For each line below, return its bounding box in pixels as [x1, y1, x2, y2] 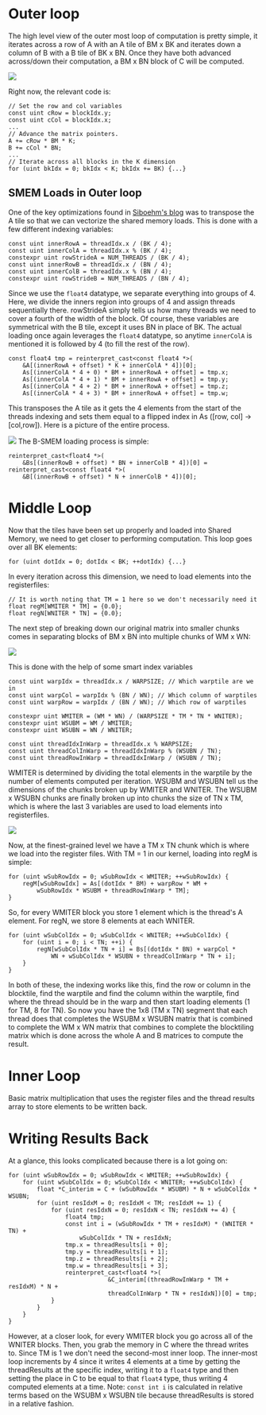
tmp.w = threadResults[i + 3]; [64, 1262, 169, 1270]
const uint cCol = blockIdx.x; [8, 116, 112, 124]
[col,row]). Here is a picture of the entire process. [8, 420, 170, 429]
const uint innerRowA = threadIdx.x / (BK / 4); [8, 239, 172, 247]
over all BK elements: [8, 542, 78, 552]
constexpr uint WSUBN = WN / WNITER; [8, 726, 133, 734]
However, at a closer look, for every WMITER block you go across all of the [8, 1331, 253, 1340]
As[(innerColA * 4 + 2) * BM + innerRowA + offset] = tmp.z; [22, 382, 229, 390]
